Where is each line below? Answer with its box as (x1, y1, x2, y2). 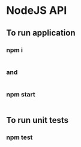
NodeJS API (6, 4, 67, 17)
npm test (6, 133, 33, 142)
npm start (6, 90, 36, 99)
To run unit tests (6, 115, 69, 125)
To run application (6, 28, 76, 38)
